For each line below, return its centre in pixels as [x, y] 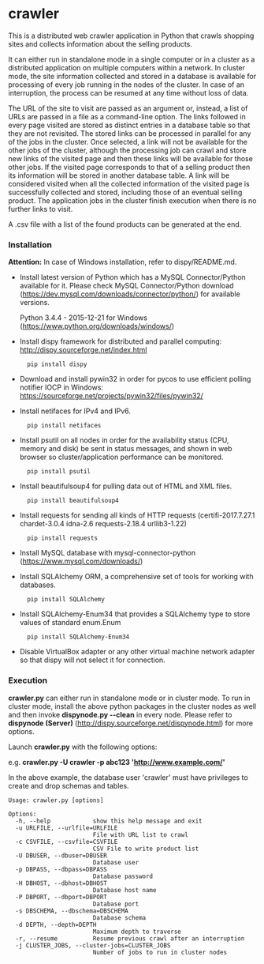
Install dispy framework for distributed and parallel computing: [121, 341]
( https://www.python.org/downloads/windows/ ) [97, 326]
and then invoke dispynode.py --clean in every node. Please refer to [120, 714]
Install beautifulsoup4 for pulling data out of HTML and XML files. [126, 486]
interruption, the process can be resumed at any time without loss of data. [128, 92]
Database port [116, 904]
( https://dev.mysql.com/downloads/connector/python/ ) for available [130, 294]
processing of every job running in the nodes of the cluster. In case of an [126, 85]
